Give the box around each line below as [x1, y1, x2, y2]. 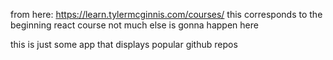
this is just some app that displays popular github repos [10, 39, 238, 50]
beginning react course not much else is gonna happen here [10, 19, 259, 31]
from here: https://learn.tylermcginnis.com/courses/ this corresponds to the [10, 9, 323, 20]
